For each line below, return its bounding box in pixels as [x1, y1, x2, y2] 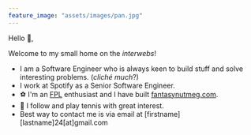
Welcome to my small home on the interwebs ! [8, 48, 156, 58]
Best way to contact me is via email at [19, 109, 143, 118]
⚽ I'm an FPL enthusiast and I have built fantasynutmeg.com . [19, 89, 219, 99]
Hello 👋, [8, 33, 34, 43]
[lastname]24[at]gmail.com [19, 118, 108, 127]
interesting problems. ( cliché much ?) [19, 72, 140, 81]
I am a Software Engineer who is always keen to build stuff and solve [19, 64, 243, 73]
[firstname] [144, 109, 181, 118]
